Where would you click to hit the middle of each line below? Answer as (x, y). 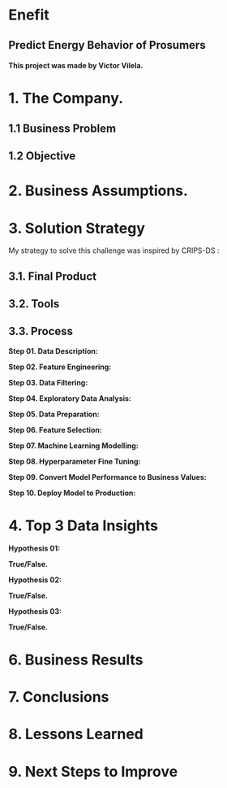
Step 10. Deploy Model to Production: (72, 493)
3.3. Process (41, 331)
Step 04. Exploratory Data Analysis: (70, 398)
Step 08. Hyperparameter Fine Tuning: (75, 461)
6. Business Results (76, 660)
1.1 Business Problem (62, 128)
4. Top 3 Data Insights (83, 526)
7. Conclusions (59, 697)
